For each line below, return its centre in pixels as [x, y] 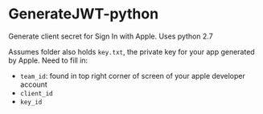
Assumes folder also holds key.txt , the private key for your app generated [131, 51]
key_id [31, 102]
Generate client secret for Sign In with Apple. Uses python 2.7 [111, 36]
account [34, 84]
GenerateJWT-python [84, 14]
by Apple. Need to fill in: [48, 60]
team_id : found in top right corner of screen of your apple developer [132, 75]
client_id [37, 93]
